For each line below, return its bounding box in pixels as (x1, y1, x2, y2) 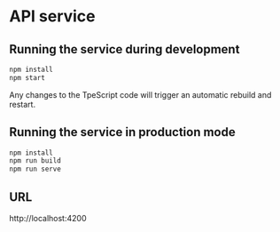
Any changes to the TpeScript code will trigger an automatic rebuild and (9, 89, 272, 100)
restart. (9, 99, 36, 109)
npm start (9, 73, 46, 82)
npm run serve (9, 164, 62, 174)
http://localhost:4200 (9, 213, 87, 223)
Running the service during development (9, 42, 240, 57)
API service (9, 6, 96, 27)
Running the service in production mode (9, 124, 237, 140)
